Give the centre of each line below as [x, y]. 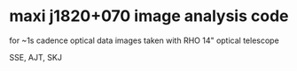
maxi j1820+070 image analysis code [149, 16]
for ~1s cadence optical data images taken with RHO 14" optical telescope [144, 40]
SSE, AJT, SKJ [35, 57]
